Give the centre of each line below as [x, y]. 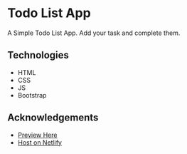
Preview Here [37, 135]
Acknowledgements [53, 118]
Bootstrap [32, 95]
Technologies [38, 55]
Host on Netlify [40, 142]
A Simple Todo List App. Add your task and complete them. [94, 33]
